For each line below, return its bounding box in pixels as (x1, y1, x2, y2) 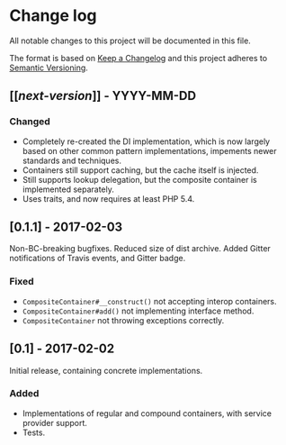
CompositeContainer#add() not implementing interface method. (22, 305, 255, 316)
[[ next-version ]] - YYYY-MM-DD (9, 88, 196, 104)
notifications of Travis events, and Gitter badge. (9, 253, 186, 264)
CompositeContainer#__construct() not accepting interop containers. (22, 295, 277, 306)
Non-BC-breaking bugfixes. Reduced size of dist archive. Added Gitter (9, 243, 272, 254)
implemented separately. (22, 184, 114, 195)
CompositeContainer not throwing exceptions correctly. (22, 314, 225, 325)
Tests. (22, 427, 46, 438)
